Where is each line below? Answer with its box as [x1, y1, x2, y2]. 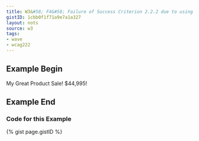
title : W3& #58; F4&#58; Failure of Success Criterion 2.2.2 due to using [6, 8, 194, 15]
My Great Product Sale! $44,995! [6, 80, 88, 87]
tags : [6, 31, 20, 37]
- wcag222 [6, 42, 31, 48]
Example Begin [6, 64, 63, 74]
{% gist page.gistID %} [6, 129, 63, 136]
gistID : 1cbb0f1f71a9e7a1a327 [6, 14, 82, 20]
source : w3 [6, 25, 33, 32]
